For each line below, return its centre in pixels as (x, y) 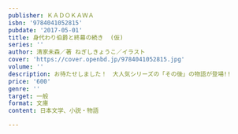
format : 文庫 (28, 103)
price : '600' (30, 81)
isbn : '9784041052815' (45, 23)
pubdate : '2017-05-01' (45, 30)
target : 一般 (28, 96)
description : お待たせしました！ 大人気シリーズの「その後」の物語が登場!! (119, 74)
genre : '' (24, 89)
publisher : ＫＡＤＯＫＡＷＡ (51, 15)
